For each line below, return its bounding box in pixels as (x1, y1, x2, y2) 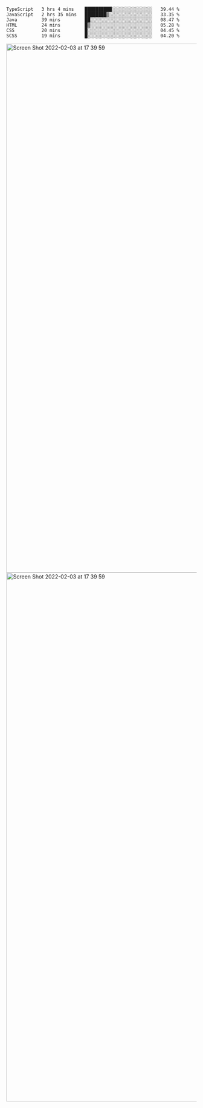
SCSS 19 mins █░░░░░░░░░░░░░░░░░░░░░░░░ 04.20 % (6, 33, 180, 39)
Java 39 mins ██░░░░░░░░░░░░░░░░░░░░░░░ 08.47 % (6, 17, 180, 23)
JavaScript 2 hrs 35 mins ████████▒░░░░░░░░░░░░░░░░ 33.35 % (6, 11, 180, 18)
